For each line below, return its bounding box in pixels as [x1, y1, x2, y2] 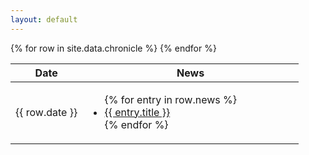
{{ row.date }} [15, 105, 78, 119]
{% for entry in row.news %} [104, 92, 237, 106]
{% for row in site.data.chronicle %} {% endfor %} [10, 42, 217, 54]
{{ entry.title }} [104, 105, 171, 119]
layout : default [10, 14, 78, 25]
